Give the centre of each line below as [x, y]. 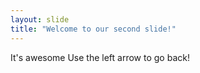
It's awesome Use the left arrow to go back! [100, 57]
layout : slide [40, 19]
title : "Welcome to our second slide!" [93, 29]
